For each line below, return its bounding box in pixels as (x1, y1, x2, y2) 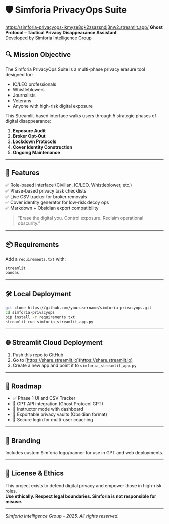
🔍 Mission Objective (5, 50, 71, 59)
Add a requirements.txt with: (5, 256, 66, 262)
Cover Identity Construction (12, 144, 73, 150)
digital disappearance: (5, 118, 51, 124)
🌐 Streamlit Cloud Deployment (5, 338, 103, 347)
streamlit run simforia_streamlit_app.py (5, 319, 94, 324)
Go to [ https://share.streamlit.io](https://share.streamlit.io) (12, 357, 133, 363)
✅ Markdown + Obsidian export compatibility (5, 205, 99, 211)
